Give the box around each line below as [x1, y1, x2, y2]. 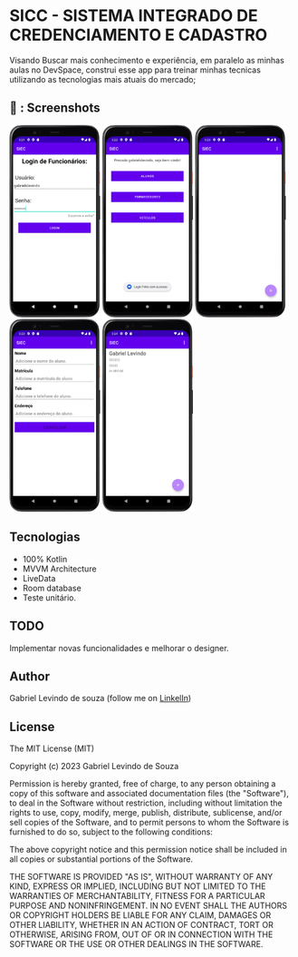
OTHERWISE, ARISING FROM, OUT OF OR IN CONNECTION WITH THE [9, 929, 274, 940]
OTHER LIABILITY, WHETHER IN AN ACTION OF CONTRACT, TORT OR [9, 920, 274, 931]
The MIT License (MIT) [9, 743, 95, 754]
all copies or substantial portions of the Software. [9, 854, 193, 864]
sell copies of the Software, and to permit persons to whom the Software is [9, 817, 290, 828]
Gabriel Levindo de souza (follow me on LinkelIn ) [9, 693, 192, 704]
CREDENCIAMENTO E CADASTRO [9, 24, 268, 45]
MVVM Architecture [22, 563, 97, 574]
